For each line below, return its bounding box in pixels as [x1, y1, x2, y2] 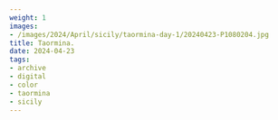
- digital [9, 72, 47, 81]
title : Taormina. [9, 38, 75, 48]
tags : [9, 55, 30, 64]
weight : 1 [9, 13, 47, 23]
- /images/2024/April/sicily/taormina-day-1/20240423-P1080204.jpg [9, 30, 270, 39]
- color [9, 80, 39, 89]
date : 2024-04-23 [9, 47, 75, 56]
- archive [9, 64, 47, 73]
